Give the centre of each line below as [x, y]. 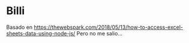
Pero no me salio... [100, 33]
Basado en [19, 27]
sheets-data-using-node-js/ [41, 33]
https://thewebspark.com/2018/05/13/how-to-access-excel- [108, 27]
